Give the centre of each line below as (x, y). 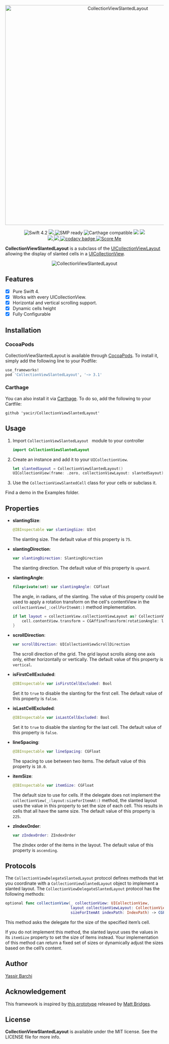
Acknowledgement (36, 992)
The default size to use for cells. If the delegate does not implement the (87, 795)
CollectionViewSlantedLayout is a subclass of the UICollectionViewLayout (83, 248)
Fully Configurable (32, 314)
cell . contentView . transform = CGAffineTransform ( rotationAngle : (91, 621)
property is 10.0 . (30, 766)
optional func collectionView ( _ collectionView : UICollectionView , (77, 903)
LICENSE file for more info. (33, 1037)
